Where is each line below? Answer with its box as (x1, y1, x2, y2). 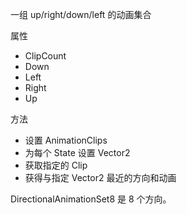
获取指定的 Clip (24, 159, 88, 171)
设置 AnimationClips (24, 134, 108, 146)
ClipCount (24, 50, 67, 62)
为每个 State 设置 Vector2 (24, 147, 131, 158)
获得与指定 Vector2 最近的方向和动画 (24, 172, 177, 183)
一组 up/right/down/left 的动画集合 (10, 9, 152, 20)
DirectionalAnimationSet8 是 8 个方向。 (10, 193, 172, 205)
